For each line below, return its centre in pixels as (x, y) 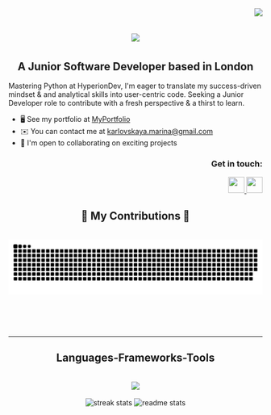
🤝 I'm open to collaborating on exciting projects (98, 143)
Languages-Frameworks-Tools (135, 358)
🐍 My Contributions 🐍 (135, 216)
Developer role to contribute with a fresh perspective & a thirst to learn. (127, 103)
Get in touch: (237, 163)
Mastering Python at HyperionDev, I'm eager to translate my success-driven (135, 86)
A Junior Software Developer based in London (135, 67)
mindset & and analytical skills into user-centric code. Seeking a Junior (126, 94)
